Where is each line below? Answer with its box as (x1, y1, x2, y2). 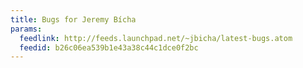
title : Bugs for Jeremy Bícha (10, 14, 137, 25)
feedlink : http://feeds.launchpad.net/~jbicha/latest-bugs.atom (19, 33, 293, 43)
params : (10, 24, 43, 34)
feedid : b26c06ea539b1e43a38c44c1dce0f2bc (19, 42, 199, 53)
